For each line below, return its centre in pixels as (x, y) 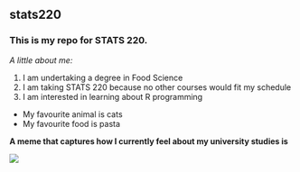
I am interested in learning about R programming (112, 96)
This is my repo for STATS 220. (79, 41)
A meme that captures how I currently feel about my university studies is (149, 141)
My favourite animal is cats (73, 114)
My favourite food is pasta (71, 123)
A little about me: (41, 60)
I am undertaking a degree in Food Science (103, 77)
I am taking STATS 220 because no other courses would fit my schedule (157, 87)
